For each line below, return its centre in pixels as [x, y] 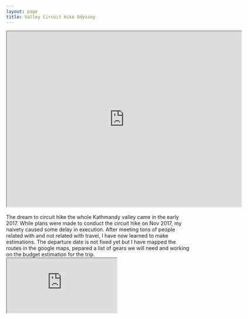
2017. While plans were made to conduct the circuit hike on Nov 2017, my [94, 223]
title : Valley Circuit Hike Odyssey [51, 17]
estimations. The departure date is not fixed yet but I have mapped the [91, 242]
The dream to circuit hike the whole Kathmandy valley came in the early [93, 217]
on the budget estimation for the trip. [50, 254]
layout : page [22, 11]
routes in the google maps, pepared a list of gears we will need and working [98, 248]
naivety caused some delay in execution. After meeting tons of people [91, 229]
